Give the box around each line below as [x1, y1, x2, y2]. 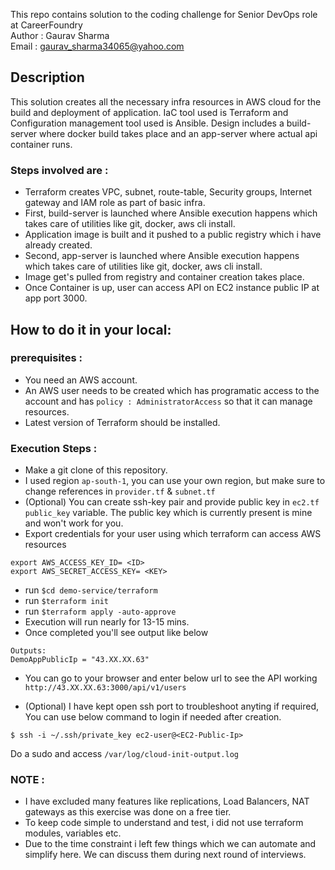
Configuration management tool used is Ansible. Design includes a [10, 117, 285, 129]
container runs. [10, 138, 73, 150]
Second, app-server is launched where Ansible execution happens [24, 250, 300, 262]
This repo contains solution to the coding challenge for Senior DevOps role [10, 9, 318, 20]
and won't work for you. [24, 517, 124, 529]
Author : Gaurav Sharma [10, 30, 110, 41]
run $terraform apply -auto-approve [24, 605, 177, 618]
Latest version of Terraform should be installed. [24, 416, 221, 428]
